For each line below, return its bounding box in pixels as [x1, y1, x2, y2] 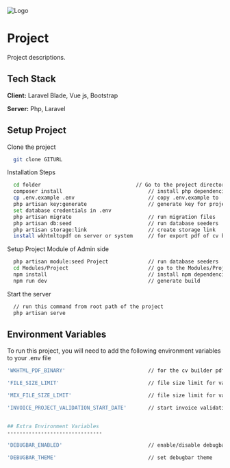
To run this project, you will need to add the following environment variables [7, 347, 221, 355]
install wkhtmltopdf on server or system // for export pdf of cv [13, 233, 219, 239]
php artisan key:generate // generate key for [13, 201, 207, 208]
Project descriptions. [7, 53, 66, 61]
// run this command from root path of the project [13, 303, 164, 310]
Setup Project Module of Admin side [7, 245, 110, 253]
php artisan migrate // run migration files [13, 213, 216, 220]
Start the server [7, 290, 51, 298]
